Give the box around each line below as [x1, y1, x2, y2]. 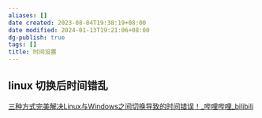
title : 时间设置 [8, 48, 57, 56]
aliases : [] [8, 11, 47, 20]
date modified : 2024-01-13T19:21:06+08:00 [8, 26, 150, 34]
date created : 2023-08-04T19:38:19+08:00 [8, 19, 147, 27]
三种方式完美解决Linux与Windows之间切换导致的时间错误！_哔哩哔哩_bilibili [8, 101, 254, 111]
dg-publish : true [8, 33, 65, 42]
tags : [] [8, 41, 37, 49]
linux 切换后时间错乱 [8, 79, 108, 93]
